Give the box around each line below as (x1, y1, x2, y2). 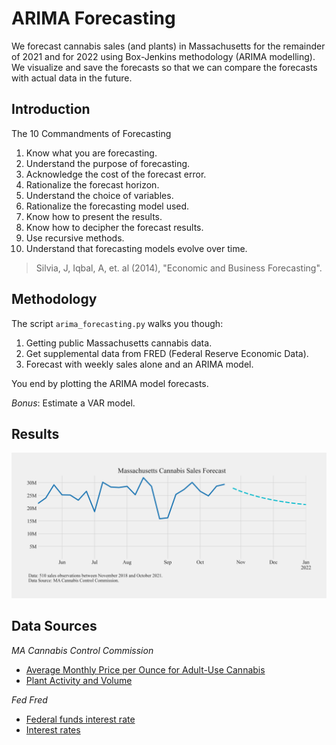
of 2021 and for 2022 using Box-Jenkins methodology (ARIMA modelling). (11, 50, 316, 62)
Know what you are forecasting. (25, 147, 158, 159)
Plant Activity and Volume (25, 674, 133, 686)
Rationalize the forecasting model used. (25, 200, 190, 212)
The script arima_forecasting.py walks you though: (11, 317, 224, 329)
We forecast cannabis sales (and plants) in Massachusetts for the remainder (11, 40, 326, 52)
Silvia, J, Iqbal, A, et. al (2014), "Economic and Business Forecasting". (35, 262, 323, 274)
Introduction (11, 101, 91, 118)
